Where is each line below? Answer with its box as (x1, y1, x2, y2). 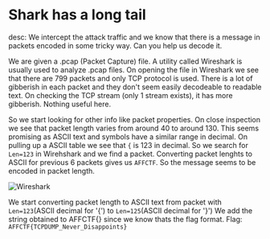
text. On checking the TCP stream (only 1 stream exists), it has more (8, 90, 233, 100)
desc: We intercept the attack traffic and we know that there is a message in (8, 32, 260, 42)
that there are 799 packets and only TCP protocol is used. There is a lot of (8, 73, 253, 83)
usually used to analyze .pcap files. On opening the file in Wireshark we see (8, 64, 260, 74)
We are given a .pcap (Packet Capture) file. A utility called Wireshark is (8, 56, 243, 66)
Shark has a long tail (8, 6, 146, 24)
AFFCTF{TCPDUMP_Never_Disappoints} (8, 223, 128, 231)
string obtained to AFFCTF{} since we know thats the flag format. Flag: (8, 214, 243, 224)
